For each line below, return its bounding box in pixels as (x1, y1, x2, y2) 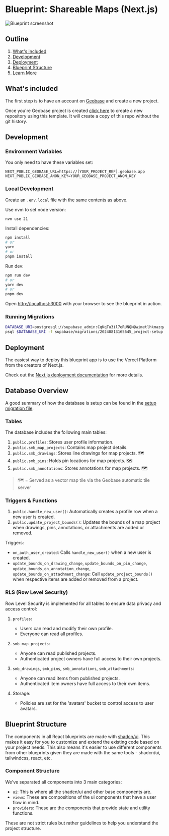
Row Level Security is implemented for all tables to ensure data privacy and (5, 600, 161, 606)
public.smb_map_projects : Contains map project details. (12, 444, 128, 451)
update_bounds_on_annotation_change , (12, 566, 91, 572)
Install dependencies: (5, 226, 50, 232)
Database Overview (5, 386, 69, 395)
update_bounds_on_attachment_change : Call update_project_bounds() (12, 571, 153, 577)
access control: (5, 605, 37, 611)
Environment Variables (5, 148, 62, 155)
